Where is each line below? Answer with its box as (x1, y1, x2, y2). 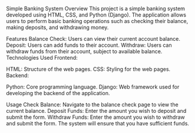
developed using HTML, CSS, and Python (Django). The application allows (6, 11, 187, 18)
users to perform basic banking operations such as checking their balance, (6, 18, 189, 24)
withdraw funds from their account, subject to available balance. (6, 48, 163, 55)
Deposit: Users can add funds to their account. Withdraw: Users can (6, 41, 172, 48)
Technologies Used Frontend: (6, 54, 78, 61)
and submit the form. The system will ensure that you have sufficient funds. (6, 120, 190, 126)
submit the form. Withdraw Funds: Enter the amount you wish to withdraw (6, 113, 186, 121)
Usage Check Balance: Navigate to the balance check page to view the (6, 101, 179, 108)
